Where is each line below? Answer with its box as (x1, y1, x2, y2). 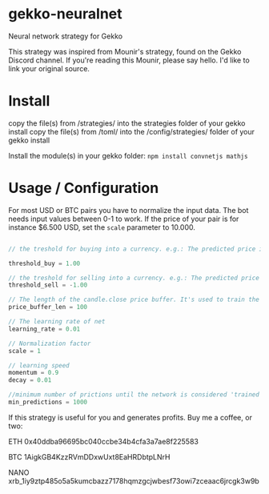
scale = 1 (8, 347, 42, 355)
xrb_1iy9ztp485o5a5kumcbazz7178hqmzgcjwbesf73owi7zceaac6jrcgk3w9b (8, 476, 260, 485)
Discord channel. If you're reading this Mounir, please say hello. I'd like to (8, 55, 250, 65)
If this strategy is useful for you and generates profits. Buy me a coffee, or (8, 412, 252, 422)
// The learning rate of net (8, 318, 106, 326)
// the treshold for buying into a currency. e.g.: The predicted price (8, 245, 256, 253)
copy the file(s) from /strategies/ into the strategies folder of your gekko (8, 118, 246, 128)
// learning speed (8, 361, 70, 369)
